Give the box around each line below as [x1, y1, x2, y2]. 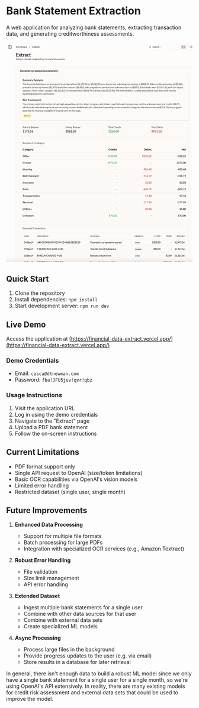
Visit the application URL [14, 404, 75, 411]
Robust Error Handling [14, 557, 71, 564]
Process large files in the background [23, 646, 115, 653]
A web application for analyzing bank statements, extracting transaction [6, 24, 182, 31]
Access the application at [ [6, 335, 72, 342]
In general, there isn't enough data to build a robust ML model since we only [6, 670, 192, 677]
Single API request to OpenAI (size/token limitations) [14, 469, 143, 476]
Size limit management [23, 575, 79, 582]
